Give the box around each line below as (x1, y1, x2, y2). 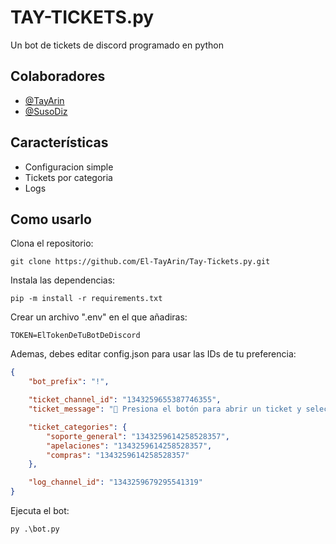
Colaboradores (10, 68, 106, 85)
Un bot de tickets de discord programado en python (10, 39, 225, 51)
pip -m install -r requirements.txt (10, 294, 163, 304)
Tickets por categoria (24, 171, 113, 183)
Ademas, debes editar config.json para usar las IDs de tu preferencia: (10, 348, 297, 360)
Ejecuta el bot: (10, 505, 70, 516)
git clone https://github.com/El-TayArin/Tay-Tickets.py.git (10, 257, 271, 267)
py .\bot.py (10, 524, 60, 534)
